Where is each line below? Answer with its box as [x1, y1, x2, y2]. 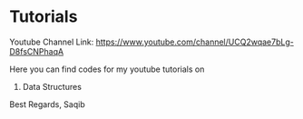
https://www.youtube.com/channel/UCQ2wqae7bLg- [95, 36, 295, 47]
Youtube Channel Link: [9, 36, 94, 47]
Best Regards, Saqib [9, 98, 85, 110]
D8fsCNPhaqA [9, 45, 64, 56]
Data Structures [22, 81, 82, 92]
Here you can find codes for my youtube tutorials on [9, 64, 205, 74]
